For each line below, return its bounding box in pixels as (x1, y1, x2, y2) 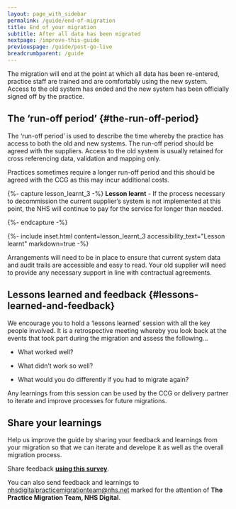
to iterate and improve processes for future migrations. (7, 396, 167, 405)
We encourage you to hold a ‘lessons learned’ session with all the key (7, 319, 210, 327)
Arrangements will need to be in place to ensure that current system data (7, 253, 221, 261)
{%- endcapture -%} (7, 218, 68, 226)
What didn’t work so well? (17, 361, 94, 370)
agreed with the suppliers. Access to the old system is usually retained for (7, 146, 223, 155)
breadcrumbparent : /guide (7, 50, 84, 58)
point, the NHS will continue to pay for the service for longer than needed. (7, 204, 223, 213)
